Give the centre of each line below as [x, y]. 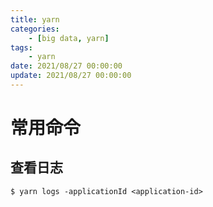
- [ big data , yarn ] [69, 38]
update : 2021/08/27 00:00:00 [71, 76]
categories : [35, 29]
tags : [21, 47]
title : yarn [35, 19]
